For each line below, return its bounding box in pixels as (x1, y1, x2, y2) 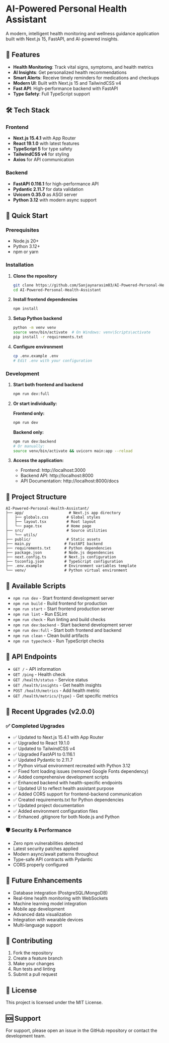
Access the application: (13, 458, 64, 464)
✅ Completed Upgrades (6, 723, 65, 730)
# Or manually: (13, 443, 45, 449)
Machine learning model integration (13, 900, 87, 907)
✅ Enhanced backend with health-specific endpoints (13, 779, 123, 785)
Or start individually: (13, 400, 57, 407)
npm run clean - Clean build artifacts (13, 632, 89, 639)
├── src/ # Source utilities (6, 528, 108, 533)
